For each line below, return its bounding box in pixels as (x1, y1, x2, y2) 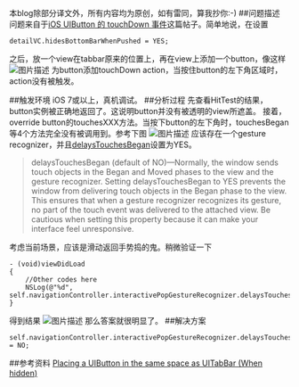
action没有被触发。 (9, 76, 79, 86)
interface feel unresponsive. (30, 224, 134, 234)
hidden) (9, 368, 38, 378)
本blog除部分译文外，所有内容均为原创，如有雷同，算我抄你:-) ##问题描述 (9, 8, 280, 18)
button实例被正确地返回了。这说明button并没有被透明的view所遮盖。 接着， (9, 106, 287, 116)
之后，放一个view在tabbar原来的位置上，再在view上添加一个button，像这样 (9, 54, 287, 64)
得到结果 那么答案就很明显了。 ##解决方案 (9, 316, 206, 325)
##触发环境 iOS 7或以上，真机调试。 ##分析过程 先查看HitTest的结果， (9, 95, 269, 105)
